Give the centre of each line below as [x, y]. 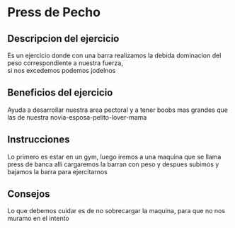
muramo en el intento [38, 218]
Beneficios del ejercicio [60, 93]
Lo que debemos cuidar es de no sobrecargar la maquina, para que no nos [116, 211]
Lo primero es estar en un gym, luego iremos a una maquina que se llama [114, 156]
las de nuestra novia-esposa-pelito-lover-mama [77, 117]
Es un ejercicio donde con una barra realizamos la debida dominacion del [114, 55]
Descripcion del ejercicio [63, 39]
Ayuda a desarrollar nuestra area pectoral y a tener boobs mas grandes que [118, 110]
